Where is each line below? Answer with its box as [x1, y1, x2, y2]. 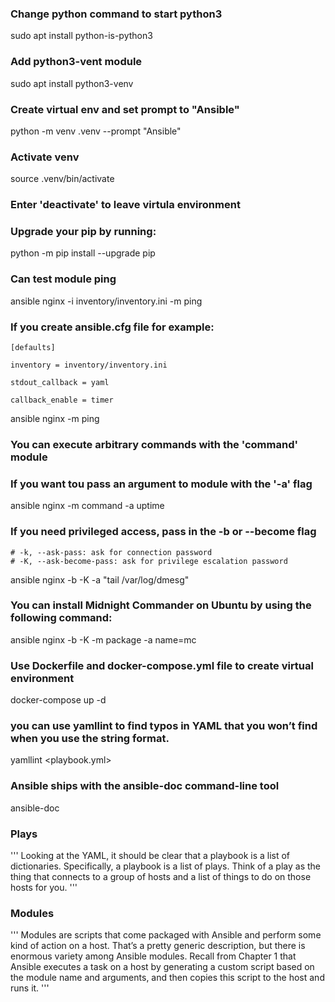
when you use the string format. [10, 732, 170, 746]
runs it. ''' [10, 982, 50, 994]
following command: [10, 611, 113, 625]
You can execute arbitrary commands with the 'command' [10, 437, 299, 451]
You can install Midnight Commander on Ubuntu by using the [10, 598, 312, 612]
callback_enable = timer [10, 395, 114, 405]
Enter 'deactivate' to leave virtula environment [10, 198, 241, 212]
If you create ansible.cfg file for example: [10, 320, 215, 334]
